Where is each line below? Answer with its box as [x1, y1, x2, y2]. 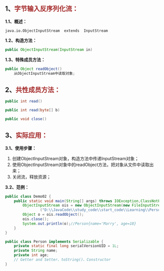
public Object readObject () [5, 66, 62, 71]
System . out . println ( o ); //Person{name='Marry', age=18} [22, 221, 137, 226]
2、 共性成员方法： [5, 85, 61, 94]
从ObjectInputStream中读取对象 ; [14, 71, 75, 76]
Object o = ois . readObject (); [22, 212, 84, 217]
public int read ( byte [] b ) [5, 108, 60, 113]
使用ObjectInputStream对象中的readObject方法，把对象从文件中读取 [12, 162, 150, 167]
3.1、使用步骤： [5, 145, 37, 151]
